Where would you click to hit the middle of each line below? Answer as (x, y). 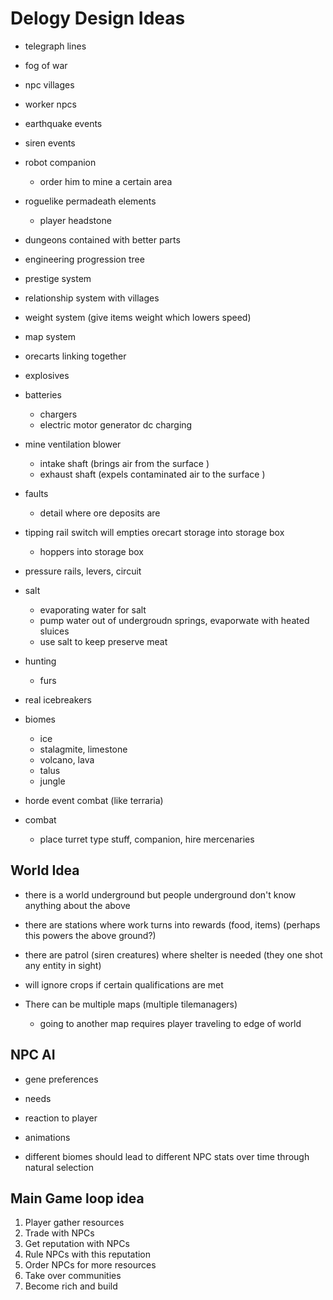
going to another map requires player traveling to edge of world (170, 1023)
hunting (40, 661)
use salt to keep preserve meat (103, 641)
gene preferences (61, 1079)
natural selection (59, 1167)
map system (50, 336)
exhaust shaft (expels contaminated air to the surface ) (152, 474)
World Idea (45, 870)
